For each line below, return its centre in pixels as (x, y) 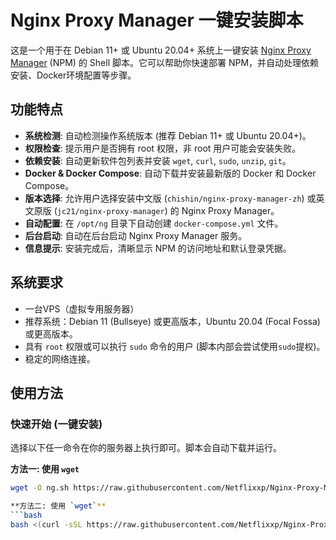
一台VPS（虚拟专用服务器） (82, 308)
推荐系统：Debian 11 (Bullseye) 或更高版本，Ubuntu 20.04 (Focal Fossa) (172, 321)
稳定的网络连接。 (60, 358)
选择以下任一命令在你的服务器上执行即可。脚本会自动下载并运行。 (146, 448)
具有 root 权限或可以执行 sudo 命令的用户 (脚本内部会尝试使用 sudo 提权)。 (175, 346)
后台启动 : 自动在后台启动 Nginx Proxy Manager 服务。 (136, 235)
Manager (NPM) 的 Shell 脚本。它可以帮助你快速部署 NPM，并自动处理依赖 (165, 62)
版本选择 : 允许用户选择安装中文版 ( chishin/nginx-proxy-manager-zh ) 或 (170, 198)
